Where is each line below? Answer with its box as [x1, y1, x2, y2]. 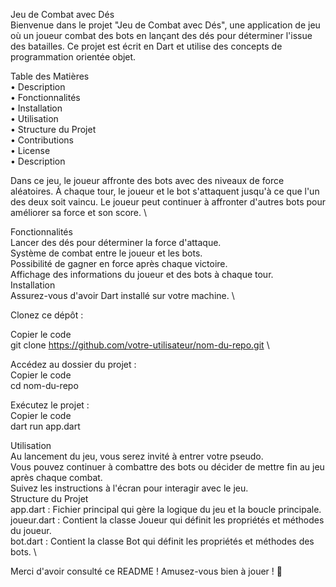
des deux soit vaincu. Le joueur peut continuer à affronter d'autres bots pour [10, 196, 326, 208]
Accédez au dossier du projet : [10, 359, 137, 370]
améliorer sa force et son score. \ [10, 207, 148, 218]
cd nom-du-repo [10, 380, 79, 391]
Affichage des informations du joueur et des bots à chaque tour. [10, 269, 274, 280]
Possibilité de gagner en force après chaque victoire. [10, 258, 228, 269]
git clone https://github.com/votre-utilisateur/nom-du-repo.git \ [10, 339, 270, 351]
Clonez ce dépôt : [10, 309, 84, 321]
